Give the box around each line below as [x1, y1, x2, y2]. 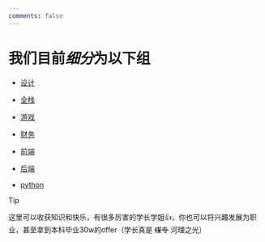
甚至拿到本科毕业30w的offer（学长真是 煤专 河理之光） [22, 224, 207, 235]
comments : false [8, 11, 63, 20]
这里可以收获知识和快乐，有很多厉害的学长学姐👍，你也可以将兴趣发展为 [8, 212, 250, 222]
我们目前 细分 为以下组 [8, 49, 152, 67]
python [19, 180, 45, 189]
